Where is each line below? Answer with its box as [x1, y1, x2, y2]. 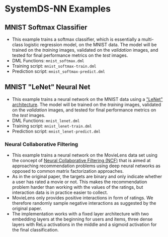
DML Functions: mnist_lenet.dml [12, 117, 80, 124]
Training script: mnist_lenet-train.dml [12, 123, 92, 129]
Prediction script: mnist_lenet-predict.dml [12, 128, 101, 134]
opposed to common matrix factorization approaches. [12, 168, 124, 174]
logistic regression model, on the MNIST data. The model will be [24, 42, 157, 48]
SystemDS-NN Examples [5, 3, 111, 15]
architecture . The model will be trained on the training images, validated [12, 101, 161, 107]
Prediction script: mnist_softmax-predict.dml [12, 68, 105, 74]
